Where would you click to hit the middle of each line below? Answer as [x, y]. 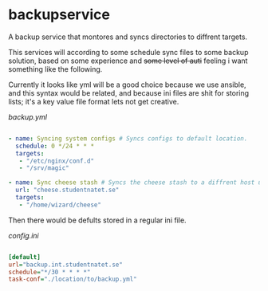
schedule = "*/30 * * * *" [49, 272]
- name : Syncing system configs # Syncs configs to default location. [128, 138]
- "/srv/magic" [44, 168]
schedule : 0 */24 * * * [55, 146]
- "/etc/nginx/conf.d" [56, 161]
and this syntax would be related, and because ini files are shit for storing [129, 92]
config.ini [24, 235]
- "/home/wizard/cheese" [60, 205]
